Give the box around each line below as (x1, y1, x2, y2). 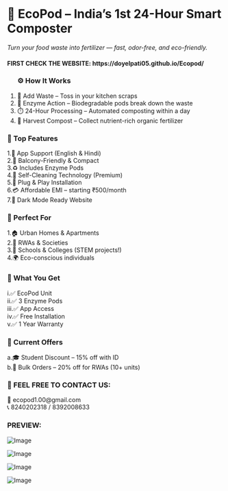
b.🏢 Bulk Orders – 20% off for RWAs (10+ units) (7, 363, 140, 372)
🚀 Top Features (7, 134, 58, 143)
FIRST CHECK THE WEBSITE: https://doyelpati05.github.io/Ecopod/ (7, 59, 204, 67)
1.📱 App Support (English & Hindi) (7, 149, 101, 158)
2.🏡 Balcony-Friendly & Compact (7, 157, 99, 165)
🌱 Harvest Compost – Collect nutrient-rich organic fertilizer (16, 116, 183, 125)
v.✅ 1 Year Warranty (7, 320, 64, 328)
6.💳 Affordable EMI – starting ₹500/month (7, 186, 127, 194)
